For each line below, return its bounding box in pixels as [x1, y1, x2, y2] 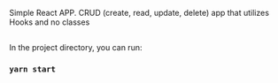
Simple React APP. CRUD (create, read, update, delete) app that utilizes [9, 8, 270, 18]
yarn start [9, 64, 56, 74]
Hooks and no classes [9, 17, 90, 27]
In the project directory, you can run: [9, 42, 143, 53]
